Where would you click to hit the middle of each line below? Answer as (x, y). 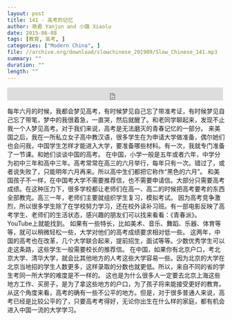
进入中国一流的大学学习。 (43, 310)
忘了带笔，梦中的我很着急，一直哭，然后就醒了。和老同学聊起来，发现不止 (119, 120)
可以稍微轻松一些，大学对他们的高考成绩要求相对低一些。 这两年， (120, 232)
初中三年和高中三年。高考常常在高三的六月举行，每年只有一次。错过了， (116, 162)
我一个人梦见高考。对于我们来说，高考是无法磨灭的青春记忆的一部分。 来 (111, 128)
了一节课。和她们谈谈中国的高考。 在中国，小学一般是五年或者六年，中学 (111, 154)
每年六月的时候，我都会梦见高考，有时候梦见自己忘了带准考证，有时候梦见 (113, 111)
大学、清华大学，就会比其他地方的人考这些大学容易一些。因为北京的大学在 (119, 258)
